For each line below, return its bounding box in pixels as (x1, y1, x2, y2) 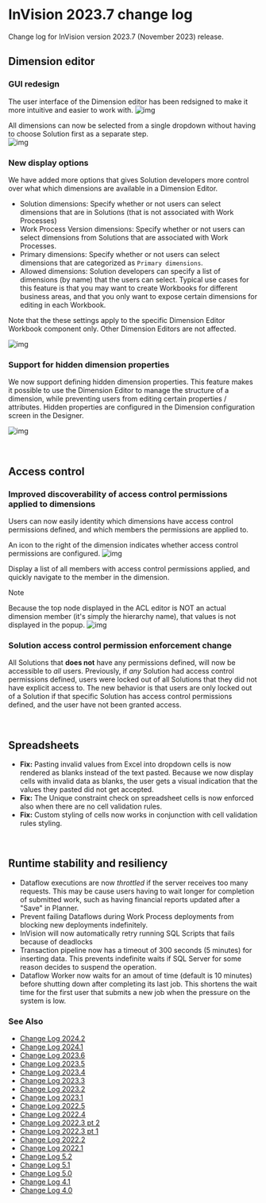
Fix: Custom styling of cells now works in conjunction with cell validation (19, 810, 258, 820)
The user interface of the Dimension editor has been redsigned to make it (8, 97, 249, 106)
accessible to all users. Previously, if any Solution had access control (8, 667, 234, 676)
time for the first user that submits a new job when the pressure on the (19, 987, 251, 997)
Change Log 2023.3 (19, 1076, 86, 1086)
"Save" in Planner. (19, 903, 79, 913)
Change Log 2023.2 (19, 1085, 86, 1094)
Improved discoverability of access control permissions (8, 488, 228, 499)
